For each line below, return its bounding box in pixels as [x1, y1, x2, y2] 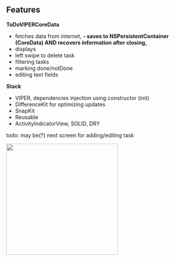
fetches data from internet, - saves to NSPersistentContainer [14, 33, 169, 40]
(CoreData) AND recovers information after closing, [14, 39, 147, 46]
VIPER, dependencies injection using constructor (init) [14, 94, 150, 101]
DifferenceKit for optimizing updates [14, 101, 106, 108]
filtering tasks [14, 58, 49, 65]
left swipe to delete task [14, 51, 75, 59]
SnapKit [14, 107, 35, 114]
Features [6, 5, 40, 15]
